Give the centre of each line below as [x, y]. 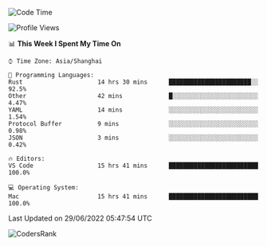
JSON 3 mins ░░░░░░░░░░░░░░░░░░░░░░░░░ [133, 138]
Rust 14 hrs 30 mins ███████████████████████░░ [133, 82]
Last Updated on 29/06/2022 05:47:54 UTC [80, 218]
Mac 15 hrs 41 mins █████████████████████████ [133, 197]
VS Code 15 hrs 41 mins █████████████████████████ [133, 166]
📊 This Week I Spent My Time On [65, 43]
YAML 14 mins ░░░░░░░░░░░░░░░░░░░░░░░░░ [133, 110]
